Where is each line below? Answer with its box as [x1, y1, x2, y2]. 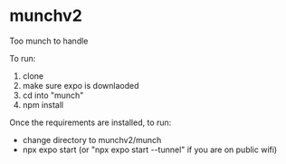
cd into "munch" [22, 90, 84, 101]
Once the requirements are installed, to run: [9, 117, 172, 128]
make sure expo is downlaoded [22, 80, 139, 91]
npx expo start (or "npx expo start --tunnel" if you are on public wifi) [22, 144, 278, 155]
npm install [22, 99, 64, 110]
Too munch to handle [9, 35, 89, 46]
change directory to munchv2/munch [22, 134, 162, 145]
